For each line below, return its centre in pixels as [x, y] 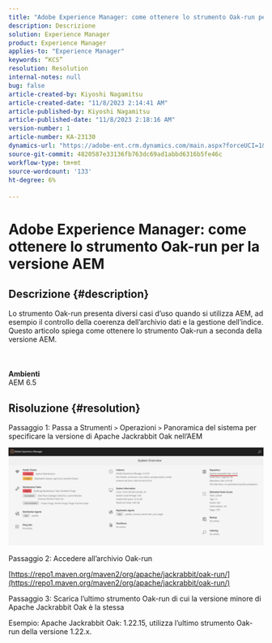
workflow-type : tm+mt [45, 162]
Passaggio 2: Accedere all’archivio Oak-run [81, 558]
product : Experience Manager [57, 43]
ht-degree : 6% [32, 180]
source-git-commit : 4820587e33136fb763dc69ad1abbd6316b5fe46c [115, 154]
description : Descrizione [52, 26]
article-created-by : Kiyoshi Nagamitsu [76, 94]
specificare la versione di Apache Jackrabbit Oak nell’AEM [106, 436]
